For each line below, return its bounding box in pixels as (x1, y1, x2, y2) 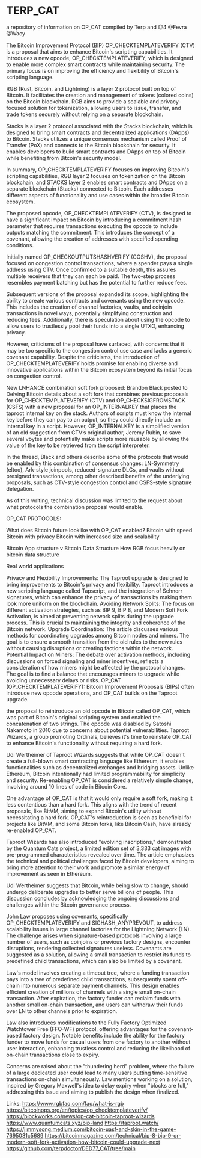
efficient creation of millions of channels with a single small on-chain (6, 988, 176, 996)
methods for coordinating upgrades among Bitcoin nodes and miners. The (6, 632, 190, 639)
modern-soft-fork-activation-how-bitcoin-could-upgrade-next (6, 1138, 161, 1145)
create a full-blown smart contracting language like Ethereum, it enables (6, 757, 185, 765)
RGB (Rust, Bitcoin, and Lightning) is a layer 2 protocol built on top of (6, 85, 176, 92)
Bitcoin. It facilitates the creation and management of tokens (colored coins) (6, 91, 194, 99)
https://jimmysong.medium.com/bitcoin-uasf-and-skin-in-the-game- (6, 1126, 176, 1133)
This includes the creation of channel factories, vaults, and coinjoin (6, 303, 172, 310)
